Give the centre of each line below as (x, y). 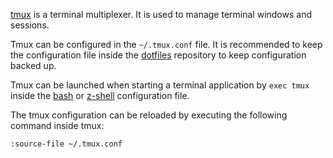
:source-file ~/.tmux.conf (66, 144)
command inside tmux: (57, 125)
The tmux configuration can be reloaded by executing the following (149, 115)
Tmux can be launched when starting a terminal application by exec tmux (160, 85)
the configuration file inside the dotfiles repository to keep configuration (158, 55)
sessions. (30, 25)
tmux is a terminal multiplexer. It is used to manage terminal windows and (161, 14)
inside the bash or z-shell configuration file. (100, 95)
